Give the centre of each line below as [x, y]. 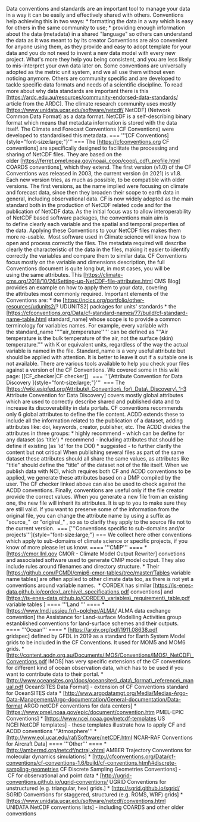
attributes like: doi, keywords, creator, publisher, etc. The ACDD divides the [98, 427]
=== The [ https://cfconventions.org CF [122, 142]
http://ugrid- [117, 775]
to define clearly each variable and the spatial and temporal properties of [96, 224]
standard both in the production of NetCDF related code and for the [89, 205]
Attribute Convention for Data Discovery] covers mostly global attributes [95, 395]
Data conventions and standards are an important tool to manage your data [98, 9]
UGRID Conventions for [138, 782]
